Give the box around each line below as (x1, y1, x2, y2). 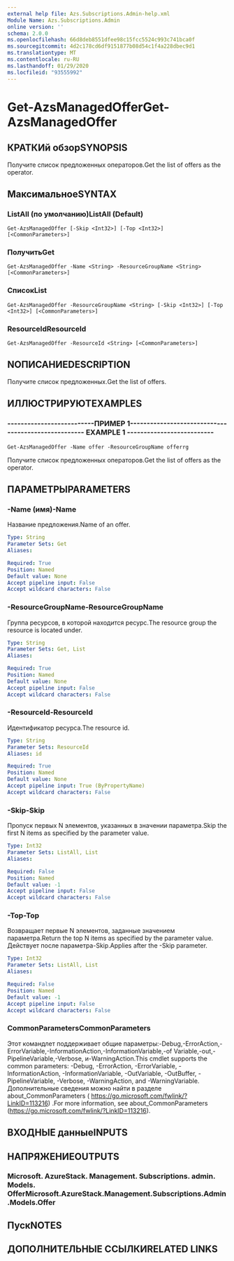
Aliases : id (7, 750, 42, 757)
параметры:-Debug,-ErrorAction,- (123, 1039, 223, 1048)
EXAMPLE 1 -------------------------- (85, 428, 214, 437)
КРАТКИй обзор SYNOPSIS (7, 142, 128, 154)
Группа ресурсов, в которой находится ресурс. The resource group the (7, 618, 217, 627)
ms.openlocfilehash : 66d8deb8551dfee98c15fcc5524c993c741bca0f (7, 36, 196, 43)
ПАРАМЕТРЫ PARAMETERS (7, 483, 131, 495)
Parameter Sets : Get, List (7, 646, 86, 653)
